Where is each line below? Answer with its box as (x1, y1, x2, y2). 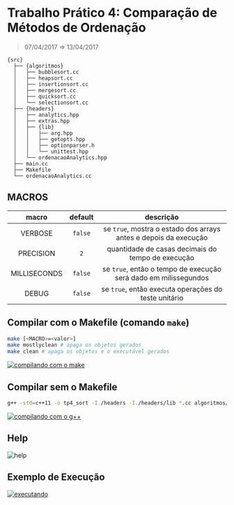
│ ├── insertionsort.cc (13, 80, 89, 88)
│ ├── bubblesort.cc (13, 68, 79, 75)
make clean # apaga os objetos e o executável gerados (7, 348, 170, 356)
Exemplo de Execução (7, 471, 105, 483)
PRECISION (17, 248, 56, 258)
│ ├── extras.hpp (13, 117, 70, 124)
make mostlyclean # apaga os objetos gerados (7, 342, 141, 349)
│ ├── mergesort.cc (13, 87, 77, 94)
